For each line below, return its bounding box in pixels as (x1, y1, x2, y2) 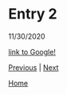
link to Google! (8, 47, 56, 56)
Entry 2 (8, 5, 57, 23)
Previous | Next (8, 62, 59, 72)
